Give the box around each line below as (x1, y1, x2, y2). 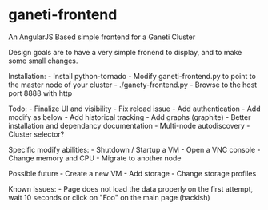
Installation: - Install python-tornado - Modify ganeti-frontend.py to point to (8, 71, 256, 81)
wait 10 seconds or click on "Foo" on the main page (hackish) (8, 192, 210, 202)
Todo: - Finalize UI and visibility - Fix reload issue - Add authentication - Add (8, 104, 261, 113)
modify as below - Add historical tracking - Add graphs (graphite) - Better (8, 112, 251, 121)
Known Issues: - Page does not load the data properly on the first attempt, (8, 184, 254, 193)
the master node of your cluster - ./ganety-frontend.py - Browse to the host (8, 80, 258, 89)
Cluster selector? (8, 129, 65, 139)
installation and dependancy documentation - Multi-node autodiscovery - (8, 121, 250, 130)
